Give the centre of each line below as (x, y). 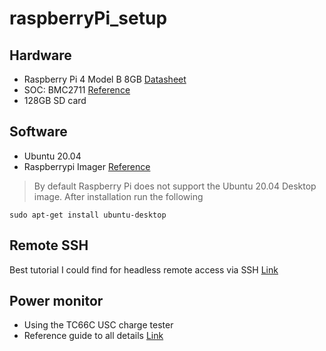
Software (38, 132)
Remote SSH (49, 245)
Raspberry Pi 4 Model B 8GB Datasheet (105, 79)
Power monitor (56, 301)
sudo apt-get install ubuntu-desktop (88, 215)
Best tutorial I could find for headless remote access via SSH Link (144, 269)
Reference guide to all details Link (93, 336)
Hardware (40, 55)
